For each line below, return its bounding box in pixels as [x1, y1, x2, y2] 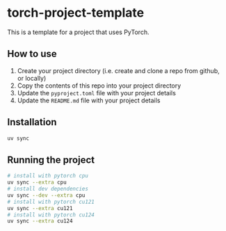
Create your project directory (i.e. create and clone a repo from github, [17, 66, 220, 74]
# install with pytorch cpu [7, 173, 89, 180]
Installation [7, 116, 57, 128]
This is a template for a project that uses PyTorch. [7, 28, 150, 36]
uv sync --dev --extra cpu [7, 191, 86, 199]
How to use [7, 48, 57, 60]
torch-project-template [7, 5, 145, 21]
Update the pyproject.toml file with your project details [17, 88, 176, 97]
